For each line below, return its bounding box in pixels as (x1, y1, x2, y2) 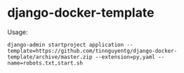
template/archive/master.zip (7, 54, 93, 60)
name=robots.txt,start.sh (7, 59, 83, 67)
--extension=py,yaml (95, 54, 156, 60)
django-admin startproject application (7, 41, 124, 48)
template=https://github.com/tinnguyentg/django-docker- (7, 47, 178, 54)
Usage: (7, 28, 28, 36)
